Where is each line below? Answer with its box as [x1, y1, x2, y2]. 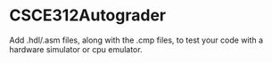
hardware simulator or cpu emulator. [9, 43, 143, 54]
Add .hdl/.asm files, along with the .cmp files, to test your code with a [9, 35, 264, 45]
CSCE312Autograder [9, 5, 167, 26]
